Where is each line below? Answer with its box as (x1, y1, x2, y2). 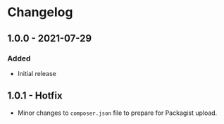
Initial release (17, 69, 56, 77)
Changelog (7, 4, 73, 20)
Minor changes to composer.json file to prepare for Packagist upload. (17, 108, 218, 117)
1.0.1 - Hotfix (7, 89, 63, 102)
